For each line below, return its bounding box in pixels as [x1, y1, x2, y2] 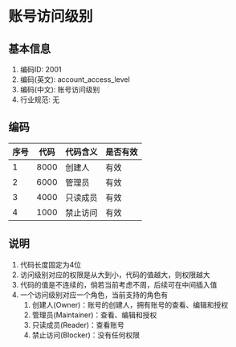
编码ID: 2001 [19, 65, 62, 74]
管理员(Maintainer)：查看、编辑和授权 [31, 310, 157, 320]
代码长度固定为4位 [19, 259, 82, 269]
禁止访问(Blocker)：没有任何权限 [31, 330, 140, 340]
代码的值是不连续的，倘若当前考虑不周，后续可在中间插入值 [19, 280, 218, 289]
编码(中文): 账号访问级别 [19, 85, 100, 94]
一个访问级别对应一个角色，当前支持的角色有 [19, 290, 169, 300]
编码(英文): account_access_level [19, 75, 130, 84]
